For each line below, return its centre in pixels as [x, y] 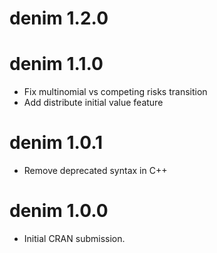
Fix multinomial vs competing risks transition [115, 92]
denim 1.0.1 [56, 143]
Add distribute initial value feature [93, 103]
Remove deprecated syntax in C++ [95, 171]
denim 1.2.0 [59, 18]
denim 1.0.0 [59, 211]
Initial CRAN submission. [74, 238]
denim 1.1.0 [56, 64]
